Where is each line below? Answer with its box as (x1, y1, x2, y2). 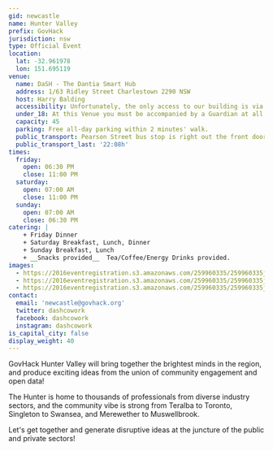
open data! (8, 376, 45, 386)
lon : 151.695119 (15, 65, 71, 73)
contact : (8, 292, 38, 300)
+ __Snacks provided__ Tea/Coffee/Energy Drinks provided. (23, 254, 231, 262)
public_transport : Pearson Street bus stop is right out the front (15, 132, 249, 141)
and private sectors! (8, 434, 76, 444)
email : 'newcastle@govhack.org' (15, 299, 126, 307)
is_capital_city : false (8, 329, 89, 337)
